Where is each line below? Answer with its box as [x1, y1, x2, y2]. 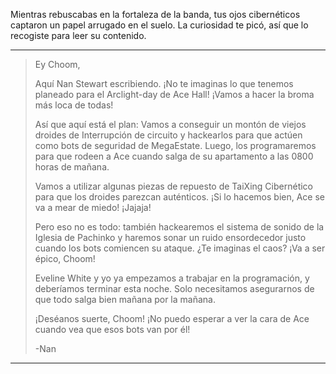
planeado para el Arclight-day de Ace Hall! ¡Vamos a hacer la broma [34, 89, 315, 100]
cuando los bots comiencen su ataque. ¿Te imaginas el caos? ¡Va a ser [34, 242, 326, 254]
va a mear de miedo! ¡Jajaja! [34, 202, 152, 213]
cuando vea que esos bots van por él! [34, 324, 191, 335]
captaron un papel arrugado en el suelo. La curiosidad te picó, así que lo [10, 19, 309, 31]
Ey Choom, [34, 59, 81, 70]
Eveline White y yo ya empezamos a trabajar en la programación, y [34, 272, 310, 284]
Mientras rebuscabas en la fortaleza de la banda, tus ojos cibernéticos [10, 9, 301, 20]
